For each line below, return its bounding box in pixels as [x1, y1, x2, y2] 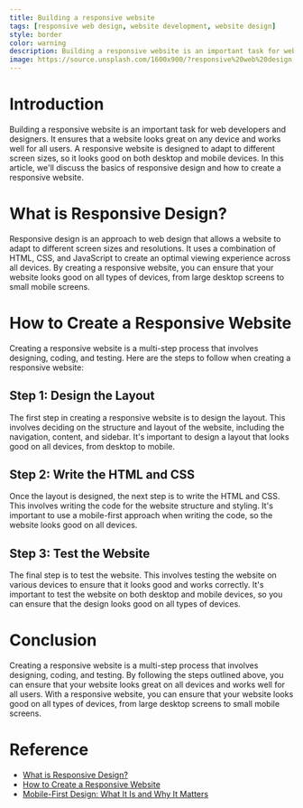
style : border [9, 30, 63, 39]
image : [9, 55, 34, 64]
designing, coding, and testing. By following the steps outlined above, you [9, 670, 284, 681]
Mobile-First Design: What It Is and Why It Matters [22, 789, 209, 800]
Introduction [9, 94, 105, 115]
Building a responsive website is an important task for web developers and [9, 124, 287, 135]
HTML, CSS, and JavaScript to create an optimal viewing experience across [9, 252, 291, 263]
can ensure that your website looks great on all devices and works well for [9, 679, 286, 691]
